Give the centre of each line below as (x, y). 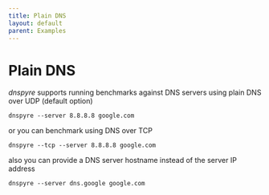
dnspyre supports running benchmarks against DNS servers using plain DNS (135, 92)
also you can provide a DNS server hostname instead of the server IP (122, 160)
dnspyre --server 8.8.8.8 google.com (71, 116)
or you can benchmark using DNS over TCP (80, 131)
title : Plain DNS (37, 16)
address (22, 169)
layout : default (35, 23)
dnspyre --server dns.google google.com (77, 184)
